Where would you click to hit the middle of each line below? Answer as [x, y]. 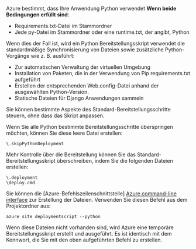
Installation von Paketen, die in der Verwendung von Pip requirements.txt [102, 73]
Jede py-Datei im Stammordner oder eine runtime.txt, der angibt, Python [102, 32]
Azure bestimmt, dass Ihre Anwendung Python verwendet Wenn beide [91, 8]
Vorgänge [18, 56]
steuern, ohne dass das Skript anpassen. [55, 115]
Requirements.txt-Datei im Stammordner [63, 26]
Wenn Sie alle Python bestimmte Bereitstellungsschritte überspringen [90, 127]
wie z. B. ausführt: [53, 56]
